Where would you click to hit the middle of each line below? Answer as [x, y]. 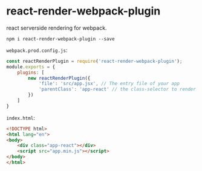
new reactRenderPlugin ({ [59, 78]
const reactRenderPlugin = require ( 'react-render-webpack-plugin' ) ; [94, 61]
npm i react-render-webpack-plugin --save [60, 39]
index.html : [21, 118]
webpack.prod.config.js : [37, 50]
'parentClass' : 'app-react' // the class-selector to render [117, 89]
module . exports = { [31, 67]
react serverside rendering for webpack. [57, 28]
